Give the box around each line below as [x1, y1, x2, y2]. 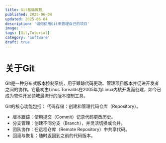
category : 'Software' [5, 35, 50, 40]
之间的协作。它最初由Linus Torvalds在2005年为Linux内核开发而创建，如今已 [5, 86, 162, 92]
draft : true [5, 40, 30, 45]
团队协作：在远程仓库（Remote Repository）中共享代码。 [12, 126, 130, 132]
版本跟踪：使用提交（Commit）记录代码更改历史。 [12, 114, 116, 120]
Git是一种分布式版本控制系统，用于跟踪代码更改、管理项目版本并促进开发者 [5, 80, 159, 86]
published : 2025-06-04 [5, 12, 52, 17]
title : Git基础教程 [5, 7, 43, 12]
